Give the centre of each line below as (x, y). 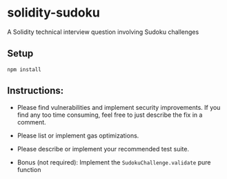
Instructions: (36, 91)
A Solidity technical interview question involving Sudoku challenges (103, 32)
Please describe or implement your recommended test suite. (103, 149)
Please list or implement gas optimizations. (78, 135)
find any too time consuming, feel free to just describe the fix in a (110, 115)
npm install (24, 69)
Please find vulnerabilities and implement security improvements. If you (119, 107)
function (29, 169)
